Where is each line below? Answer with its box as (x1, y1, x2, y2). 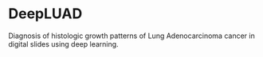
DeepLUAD (8, 5, 83, 23)
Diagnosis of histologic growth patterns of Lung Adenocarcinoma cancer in (8, 31, 255, 40)
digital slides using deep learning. (8, 39, 119, 48)
